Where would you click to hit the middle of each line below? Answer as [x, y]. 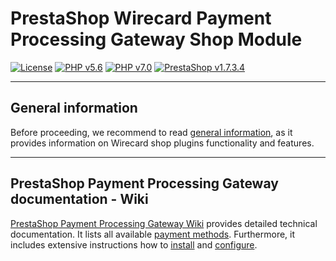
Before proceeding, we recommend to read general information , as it [151, 132]
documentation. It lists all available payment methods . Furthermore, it [153, 234]
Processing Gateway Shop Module [156, 39]
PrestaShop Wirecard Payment [141, 18]
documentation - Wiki [79, 199]
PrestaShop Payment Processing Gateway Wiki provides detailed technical [164, 223]
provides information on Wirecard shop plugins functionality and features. [162, 143]
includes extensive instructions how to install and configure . [134, 244]
